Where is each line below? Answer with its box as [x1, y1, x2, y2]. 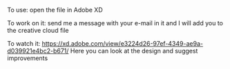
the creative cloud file [7, 27, 69, 34]
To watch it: [7, 40, 41, 47]
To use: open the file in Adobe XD [7, 6, 103, 14]
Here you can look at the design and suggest [70, 47, 198, 55]
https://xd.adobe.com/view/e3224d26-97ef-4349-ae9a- [41, 40, 204, 47]
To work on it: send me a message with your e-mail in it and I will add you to [7, 19, 223, 27]
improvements [7, 54, 48, 62]
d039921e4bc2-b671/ [7, 47, 69, 55]
